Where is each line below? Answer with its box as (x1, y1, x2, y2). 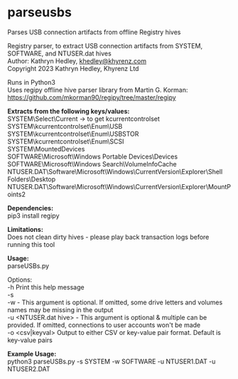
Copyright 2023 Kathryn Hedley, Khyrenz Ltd (7, 64, 139, 73)
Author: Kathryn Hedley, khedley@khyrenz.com (7, 56, 147, 65)
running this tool (7, 240, 55, 249)
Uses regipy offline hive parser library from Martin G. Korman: (7, 85, 188, 94)
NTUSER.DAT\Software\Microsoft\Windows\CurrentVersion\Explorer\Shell (7, 167, 223, 176)
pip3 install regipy (7, 211, 60, 220)
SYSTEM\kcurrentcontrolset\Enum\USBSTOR (7, 129, 139, 138)
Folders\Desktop (7, 175, 56, 183)
